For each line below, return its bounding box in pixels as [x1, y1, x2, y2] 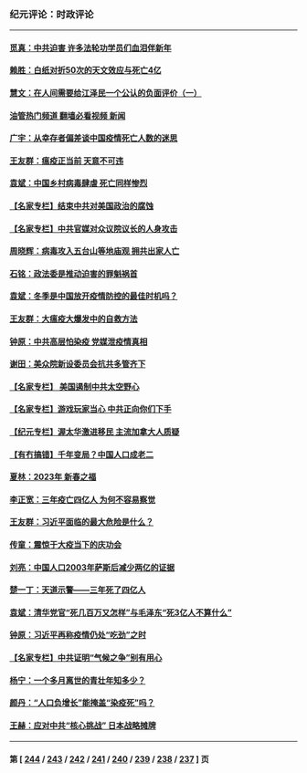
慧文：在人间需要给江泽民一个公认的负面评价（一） [9, 88, 202, 99]
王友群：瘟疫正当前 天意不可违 [9, 155, 124, 166]
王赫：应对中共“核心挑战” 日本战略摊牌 [9, 719, 157, 731]
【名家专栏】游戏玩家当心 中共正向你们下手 [9, 403, 172, 414]
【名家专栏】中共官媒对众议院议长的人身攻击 [9, 223, 178, 234]
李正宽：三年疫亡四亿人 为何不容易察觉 [9, 494, 156, 505]
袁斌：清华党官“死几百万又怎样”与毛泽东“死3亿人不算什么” [9, 607, 233, 618]
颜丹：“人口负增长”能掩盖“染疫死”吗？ [9, 697, 155, 708]
